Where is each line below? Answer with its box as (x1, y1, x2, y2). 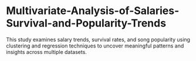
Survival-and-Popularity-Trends (6, 16, 166, 30)
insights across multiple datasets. (6, 48, 87, 55)
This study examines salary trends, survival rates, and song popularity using (6, 36, 191, 43)
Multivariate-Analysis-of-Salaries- (6, 4, 180, 18)
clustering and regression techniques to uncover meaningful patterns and (6, 42, 184, 49)
